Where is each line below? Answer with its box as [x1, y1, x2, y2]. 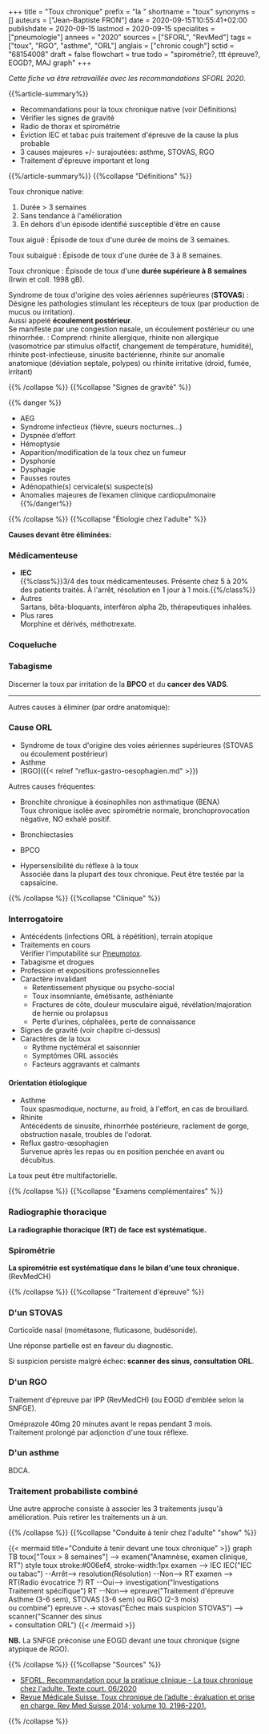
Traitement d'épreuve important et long [19, 156, 150, 165]
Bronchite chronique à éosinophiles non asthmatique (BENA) [19, 797, 220, 806]
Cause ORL [8, 722, 53, 733]
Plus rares [19, 611, 54, 620]
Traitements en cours [19, 940, 90, 950]
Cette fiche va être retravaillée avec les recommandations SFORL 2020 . [8, 74, 247, 83]
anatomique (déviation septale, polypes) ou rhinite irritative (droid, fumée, [8, 359, 251, 368]
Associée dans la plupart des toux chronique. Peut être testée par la [19, 869, 244, 879]
